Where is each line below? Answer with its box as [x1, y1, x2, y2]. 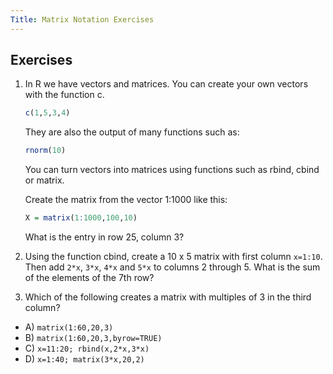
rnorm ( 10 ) [24, 146, 67, 156]
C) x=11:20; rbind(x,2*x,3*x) [24, 342, 150, 355]
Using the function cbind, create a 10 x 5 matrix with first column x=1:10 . [24, 251, 323, 263]
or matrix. [24, 174, 65, 186]
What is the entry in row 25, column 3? [24, 231, 185, 243]
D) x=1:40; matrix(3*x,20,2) [24, 353, 145, 365]
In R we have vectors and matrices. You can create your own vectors [24, 78, 309, 90]
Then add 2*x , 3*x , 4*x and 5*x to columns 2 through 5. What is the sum [24, 261, 321, 273]
